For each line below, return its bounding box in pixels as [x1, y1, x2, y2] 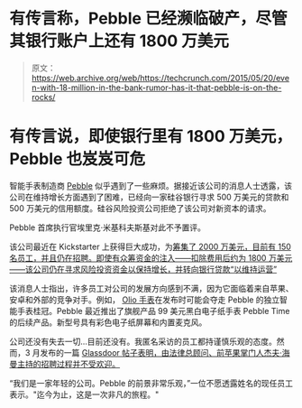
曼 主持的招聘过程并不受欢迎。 [9, 358, 120, 369]
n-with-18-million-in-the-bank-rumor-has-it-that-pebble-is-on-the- [31, 82, 282, 93]
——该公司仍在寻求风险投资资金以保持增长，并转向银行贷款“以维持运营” [9, 264, 278, 274]
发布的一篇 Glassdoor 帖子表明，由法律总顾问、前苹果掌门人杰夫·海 [40, 347, 290, 357]
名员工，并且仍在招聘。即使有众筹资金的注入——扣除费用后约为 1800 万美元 [9, 252, 293, 263]
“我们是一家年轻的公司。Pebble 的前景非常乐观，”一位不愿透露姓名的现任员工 [9, 377, 293, 388]
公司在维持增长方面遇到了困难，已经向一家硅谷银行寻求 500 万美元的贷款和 [9, 191, 289, 202]
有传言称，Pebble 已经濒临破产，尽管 [9, 8, 288, 29]
